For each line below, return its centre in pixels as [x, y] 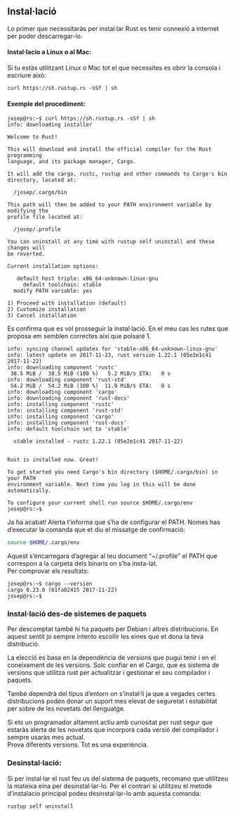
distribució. [23, 644]
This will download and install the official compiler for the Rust [109, 150]
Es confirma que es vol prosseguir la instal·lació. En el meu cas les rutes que [118, 329]
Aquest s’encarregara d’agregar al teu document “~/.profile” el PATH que [112, 556]
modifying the [28, 211]
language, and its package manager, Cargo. [72, 162]
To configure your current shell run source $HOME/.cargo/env [100, 503]
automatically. [29, 491]
